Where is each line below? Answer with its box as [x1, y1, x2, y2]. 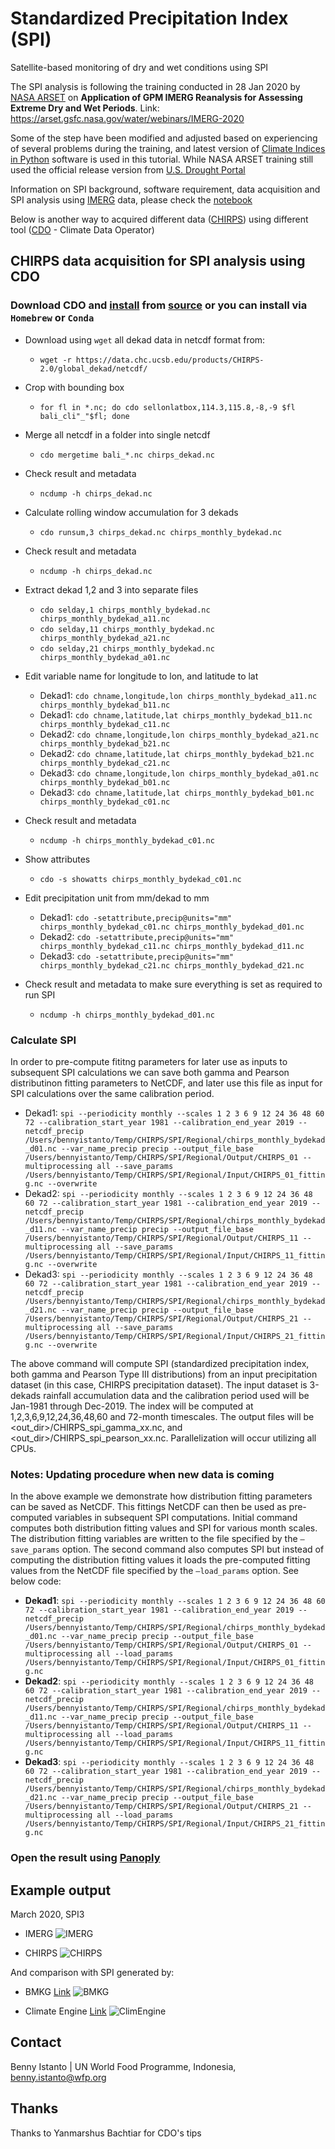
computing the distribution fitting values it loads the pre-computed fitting [10, 1554, 311, 1566]
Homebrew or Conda [10, 311, 95, 325]
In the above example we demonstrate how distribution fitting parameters [10, 1490, 313, 1502]
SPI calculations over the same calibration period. [10, 1087, 215, 1099]
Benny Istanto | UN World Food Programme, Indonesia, [10, 2060, 237, 2072]
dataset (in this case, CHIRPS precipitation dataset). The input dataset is [10, 1378, 308, 1391]
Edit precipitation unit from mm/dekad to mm [24, 892, 210, 904]
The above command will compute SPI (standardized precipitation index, [10, 1357, 310, 1369]
